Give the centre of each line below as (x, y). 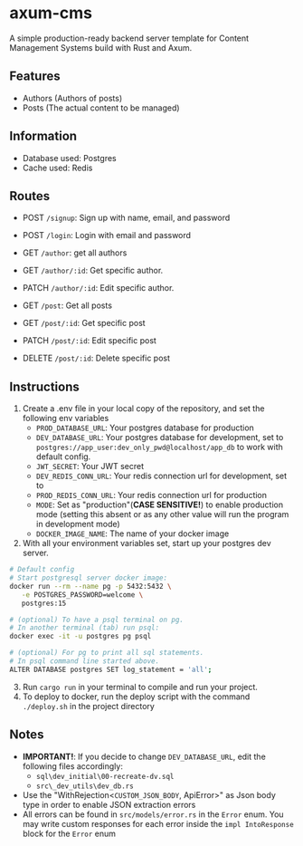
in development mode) (78, 524)
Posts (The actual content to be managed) (101, 108)
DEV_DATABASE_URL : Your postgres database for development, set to (160, 437)
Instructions (44, 386)
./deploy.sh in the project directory (89, 706)
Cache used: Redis (57, 168)
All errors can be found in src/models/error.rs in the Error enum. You (153, 814)
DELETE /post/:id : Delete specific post (96, 358)
